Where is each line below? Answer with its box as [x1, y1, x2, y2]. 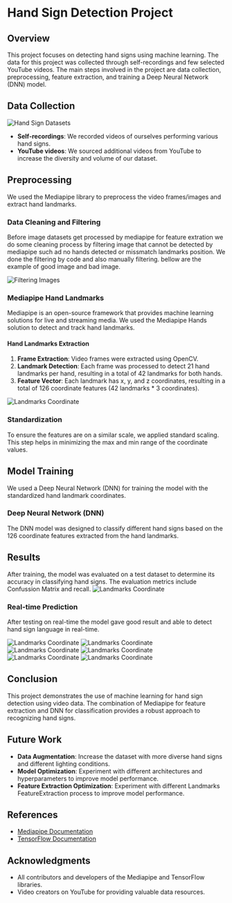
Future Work [7, 734, 62, 746]
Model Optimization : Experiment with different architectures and [17, 767, 203, 775]
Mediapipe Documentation [17, 828, 93, 836]
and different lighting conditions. [17, 760, 111, 768]
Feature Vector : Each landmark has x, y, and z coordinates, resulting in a [17, 377, 226, 385]
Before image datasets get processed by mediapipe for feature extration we [7, 233, 224, 241]
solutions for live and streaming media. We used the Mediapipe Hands [7, 316, 207, 325]
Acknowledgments [7, 855, 91, 866]
